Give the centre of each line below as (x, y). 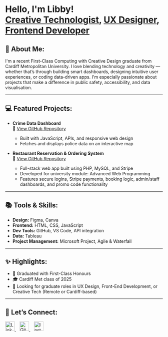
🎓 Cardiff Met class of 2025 (42, 279)
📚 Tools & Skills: (32, 206)
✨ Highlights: (26, 262)
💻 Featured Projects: (39, 109)
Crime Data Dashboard (36, 123)
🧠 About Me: (25, 49)
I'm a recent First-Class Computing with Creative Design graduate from (78, 61)
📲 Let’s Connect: (31, 312)
